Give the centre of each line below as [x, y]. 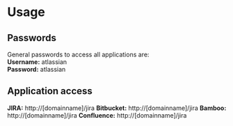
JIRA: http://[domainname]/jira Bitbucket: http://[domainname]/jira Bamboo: [117, 108]
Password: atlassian [37, 69]
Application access [50, 91]
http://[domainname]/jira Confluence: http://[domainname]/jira [97, 115]
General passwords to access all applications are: [78, 54]
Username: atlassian [37, 62]
